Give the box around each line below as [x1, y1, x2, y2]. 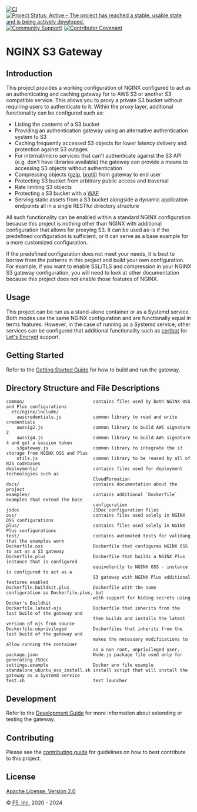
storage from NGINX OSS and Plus [6, 451, 88, 456]
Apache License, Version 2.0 [6, 787, 76, 794]
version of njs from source [6, 621, 75, 627]
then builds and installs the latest [93, 616, 185, 622]
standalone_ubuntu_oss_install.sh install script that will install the [6, 667, 188, 673]
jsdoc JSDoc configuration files [6, 507, 159, 513]
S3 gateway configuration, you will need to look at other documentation [6, 269, 179, 276]
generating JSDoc [6, 657, 49, 663]
